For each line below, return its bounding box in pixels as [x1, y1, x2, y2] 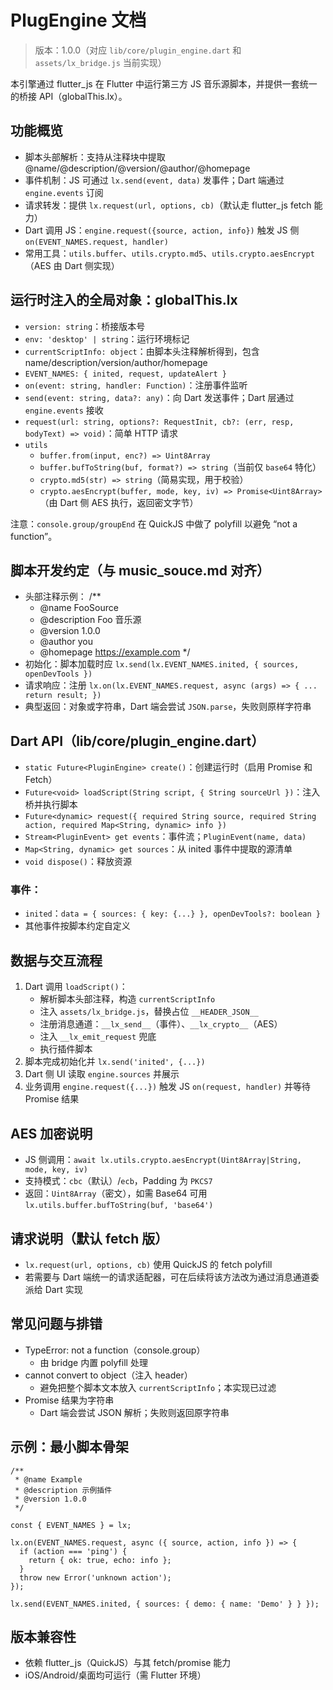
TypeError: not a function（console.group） [24, 1344, 206, 1356]
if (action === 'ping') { [19, 1546, 128, 1556]
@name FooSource [39, 602, 119, 614]
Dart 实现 [44, 1283, 83, 1295]
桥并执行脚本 [24, 799, 78, 811]
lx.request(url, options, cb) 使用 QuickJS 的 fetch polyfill [24, 1258, 273, 1270]
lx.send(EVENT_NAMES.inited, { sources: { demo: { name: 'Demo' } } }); [10, 1599, 320, 1609]
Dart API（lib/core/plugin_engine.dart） [10, 732, 265, 750]
